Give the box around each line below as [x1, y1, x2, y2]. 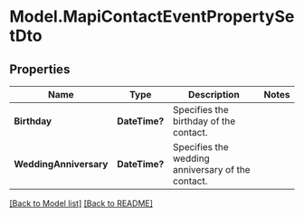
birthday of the [173, 115, 236, 127]
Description [188, 89, 240, 100]
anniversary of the [173, 164, 251, 175]
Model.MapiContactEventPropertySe [9, 6, 295, 27]
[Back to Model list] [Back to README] [9, 198, 154, 209]
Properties [9, 61, 71, 77]
